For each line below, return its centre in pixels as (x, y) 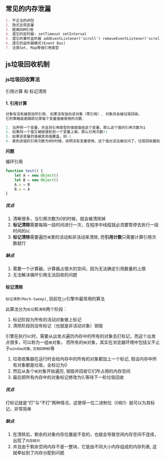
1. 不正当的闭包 (20, 20)
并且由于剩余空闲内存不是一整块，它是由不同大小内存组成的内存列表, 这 (85, 447)
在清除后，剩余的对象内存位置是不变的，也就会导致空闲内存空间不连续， (85, 434)
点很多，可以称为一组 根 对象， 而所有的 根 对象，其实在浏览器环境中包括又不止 (83, 342)
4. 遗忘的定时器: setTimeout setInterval (46, 34)
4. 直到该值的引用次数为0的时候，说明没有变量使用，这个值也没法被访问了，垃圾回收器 (81, 141)
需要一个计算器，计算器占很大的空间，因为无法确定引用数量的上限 (79, 269)
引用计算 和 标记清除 (26, 91)
